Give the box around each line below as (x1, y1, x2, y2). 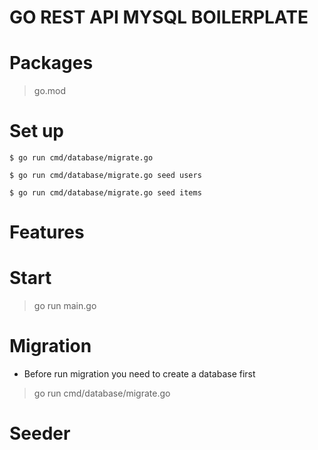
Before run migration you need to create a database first (23, 368, 256, 380)
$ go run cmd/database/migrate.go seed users (9, 171, 202, 181)
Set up (9, 120, 64, 143)
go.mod (33, 85, 67, 97)
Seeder (9, 422, 71, 445)
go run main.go (33, 300, 97, 312)
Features (9, 221, 85, 244)
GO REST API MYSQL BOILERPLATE (9, 6, 309, 29)
